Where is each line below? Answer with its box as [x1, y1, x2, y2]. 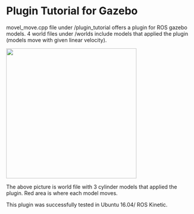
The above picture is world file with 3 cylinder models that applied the [6, 183, 177, 190]
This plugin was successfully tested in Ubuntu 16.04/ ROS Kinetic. [6, 201, 168, 208]
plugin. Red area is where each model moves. [6, 189, 118, 197]
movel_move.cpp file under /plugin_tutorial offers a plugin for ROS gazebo [6, 24, 187, 31]
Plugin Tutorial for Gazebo [6, 4, 138, 18]
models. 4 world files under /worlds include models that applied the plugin [6, 30, 189, 37]
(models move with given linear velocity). [6, 36, 107, 43]
